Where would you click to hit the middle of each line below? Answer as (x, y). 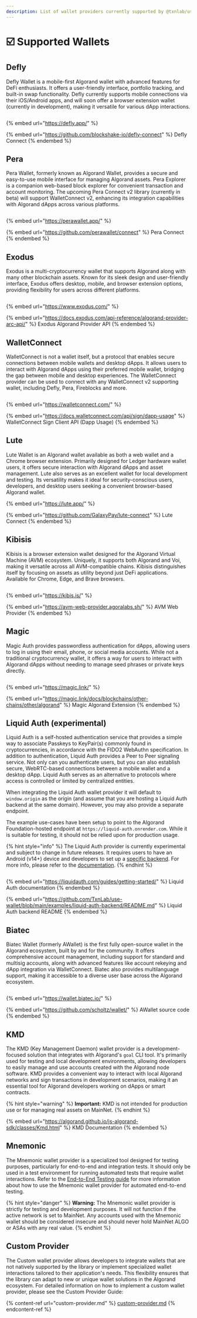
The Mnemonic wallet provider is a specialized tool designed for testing (92, 1160)
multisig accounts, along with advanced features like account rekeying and (96, 963)
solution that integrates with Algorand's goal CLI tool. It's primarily (107, 1055)
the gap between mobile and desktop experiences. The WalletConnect (91, 375)
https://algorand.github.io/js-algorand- (92, 1121)
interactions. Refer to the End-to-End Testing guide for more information (93, 1179)
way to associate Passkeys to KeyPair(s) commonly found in (79, 743)
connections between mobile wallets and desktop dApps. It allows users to (96, 363)
